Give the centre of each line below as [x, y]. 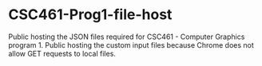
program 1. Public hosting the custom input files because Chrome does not [131, 45]
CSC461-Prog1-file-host [90, 15]
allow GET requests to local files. [62, 53]
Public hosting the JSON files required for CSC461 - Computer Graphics [127, 37]
